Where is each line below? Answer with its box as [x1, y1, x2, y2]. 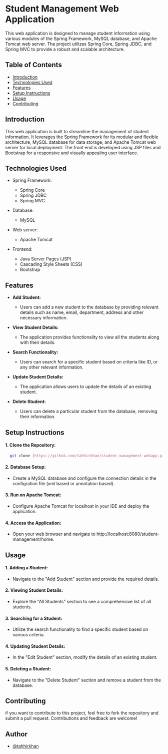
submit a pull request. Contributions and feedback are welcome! [5, 715, 137, 721]
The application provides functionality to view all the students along [19, 334, 159, 340]
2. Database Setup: [5, 464, 46, 470]
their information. [19, 414, 56, 420]
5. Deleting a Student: [5, 666, 51, 672]
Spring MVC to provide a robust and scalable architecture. [5, 46, 125, 52]
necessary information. [19, 315, 68, 321]
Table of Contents [5, 61, 62, 69]
